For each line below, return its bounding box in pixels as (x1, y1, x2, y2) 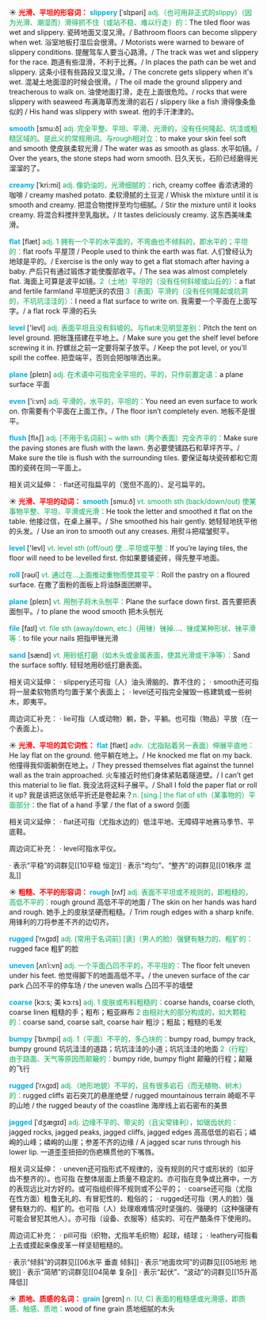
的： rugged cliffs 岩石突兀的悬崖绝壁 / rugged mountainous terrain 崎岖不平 (9, 1091, 256, 1100)
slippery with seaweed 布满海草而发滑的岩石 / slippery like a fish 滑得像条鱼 (9, 97, 256, 106)
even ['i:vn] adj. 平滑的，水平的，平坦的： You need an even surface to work (9, 397, 257, 405)
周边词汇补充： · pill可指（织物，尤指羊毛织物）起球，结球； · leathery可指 (9, 1231, 252, 1240)
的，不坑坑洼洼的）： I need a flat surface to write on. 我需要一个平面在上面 (9, 297, 250, 305)
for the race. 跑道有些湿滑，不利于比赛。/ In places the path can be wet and (9, 57, 257, 67)
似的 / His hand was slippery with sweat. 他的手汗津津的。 (9, 107, 199, 116)
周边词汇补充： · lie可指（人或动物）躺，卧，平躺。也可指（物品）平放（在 (9, 714, 252, 723)
